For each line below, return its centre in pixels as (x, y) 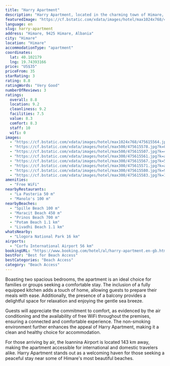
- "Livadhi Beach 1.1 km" (37, 227)
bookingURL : (18, 251)
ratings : (14, 95)
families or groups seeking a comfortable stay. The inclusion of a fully (78, 284)
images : (13, 138)
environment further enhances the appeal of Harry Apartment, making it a (82, 327)
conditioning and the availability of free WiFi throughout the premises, (78, 316)
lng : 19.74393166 (28, 62)
